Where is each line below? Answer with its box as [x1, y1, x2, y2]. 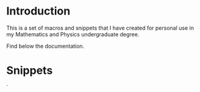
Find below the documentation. [6, 42, 85, 50]
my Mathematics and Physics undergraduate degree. [6, 30, 140, 38]
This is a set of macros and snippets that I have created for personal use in [6, 24, 194, 31]
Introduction [6, 4, 71, 18]
